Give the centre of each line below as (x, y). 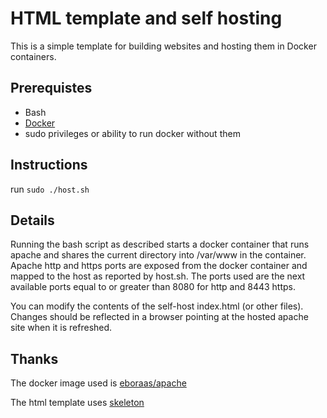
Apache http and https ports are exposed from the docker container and (159, 266)
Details (32, 220)
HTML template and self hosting (146, 18)
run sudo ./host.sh (50, 189)
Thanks (34, 358)
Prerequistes (51, 88)
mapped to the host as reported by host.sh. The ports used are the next (158, 276)
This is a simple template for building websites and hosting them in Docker (163, 46)
